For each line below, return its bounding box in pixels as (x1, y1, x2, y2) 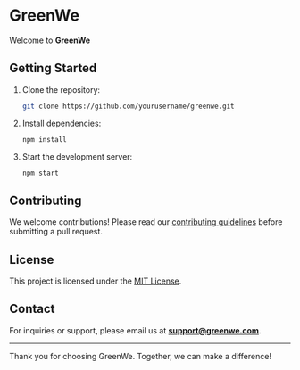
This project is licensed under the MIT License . (9, 275, 182, 286)
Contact (9, 301, 55, 317)
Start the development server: (21, 151, 133, 161)
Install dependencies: (21, 118, 102, 128)
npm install (21, 135, 67, 144)
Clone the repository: (21, 84, 101, 95)
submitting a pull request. (9, 226, 103, 237)
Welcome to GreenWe (9, 35, 91, 45)
